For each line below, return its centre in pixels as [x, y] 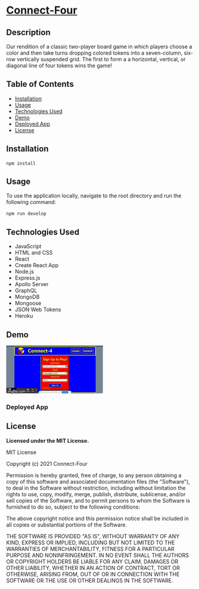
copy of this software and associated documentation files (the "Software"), [98, 481]
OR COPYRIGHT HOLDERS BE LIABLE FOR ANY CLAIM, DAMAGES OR [92, 561]
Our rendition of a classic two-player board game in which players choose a [99, 46]
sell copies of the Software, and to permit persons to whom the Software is [98, 500]
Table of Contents [40, 84]
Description [28, 32]
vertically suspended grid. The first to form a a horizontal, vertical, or [101, 59]
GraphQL [26, 291]
